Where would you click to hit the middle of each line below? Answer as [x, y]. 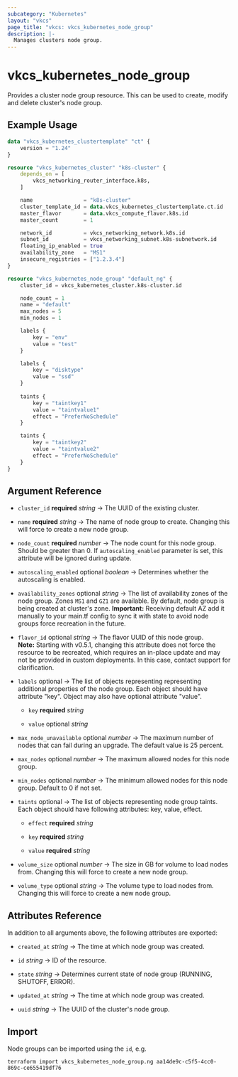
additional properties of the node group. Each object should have [112, 689]
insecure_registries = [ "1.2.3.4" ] [73, 259]
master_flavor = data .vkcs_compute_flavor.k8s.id [104, 213]
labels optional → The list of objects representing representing [109, 681]
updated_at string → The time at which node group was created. [111, 995]
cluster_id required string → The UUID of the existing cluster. [108, 508]
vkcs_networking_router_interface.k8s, [92, 181]
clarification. [36, 668]
